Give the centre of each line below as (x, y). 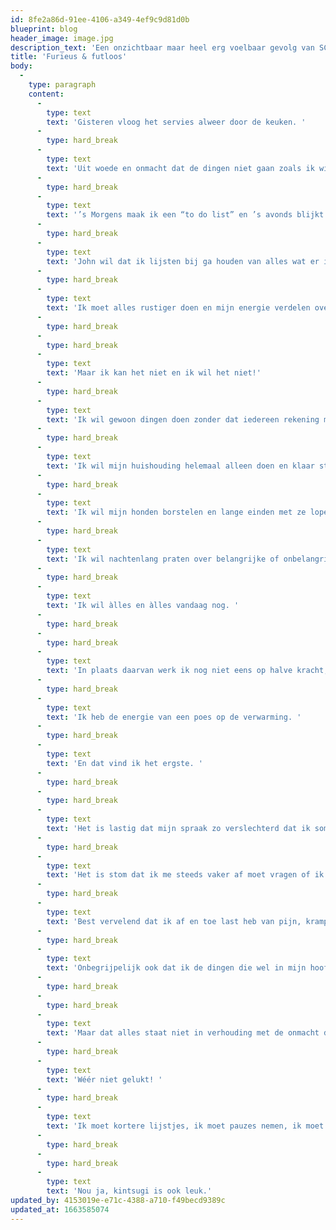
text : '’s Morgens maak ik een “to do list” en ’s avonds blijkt (185, 215)
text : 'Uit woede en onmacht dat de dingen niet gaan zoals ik (180, 168)
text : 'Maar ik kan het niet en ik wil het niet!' (154, 373)
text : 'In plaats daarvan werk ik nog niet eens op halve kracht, (187, 671)
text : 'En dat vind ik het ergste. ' (124, 763)
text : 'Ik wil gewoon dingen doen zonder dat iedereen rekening (183, 419)
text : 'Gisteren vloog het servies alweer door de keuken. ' (176, 122)
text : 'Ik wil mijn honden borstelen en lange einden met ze (176, 512)
